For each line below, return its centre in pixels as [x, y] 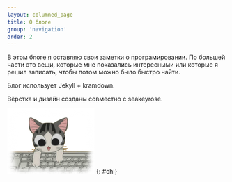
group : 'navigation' [37, 29]
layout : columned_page [40, 15]
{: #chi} [107, 172]
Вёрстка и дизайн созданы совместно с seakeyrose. [85, 99]
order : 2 [20, 37]
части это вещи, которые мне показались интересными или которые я [113, 65]
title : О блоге [29, 22]
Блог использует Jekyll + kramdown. [61, 85]
